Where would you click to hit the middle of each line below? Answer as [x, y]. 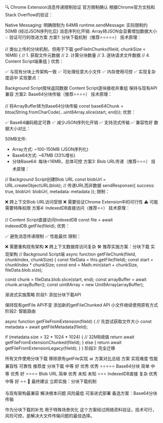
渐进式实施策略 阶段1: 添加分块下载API [43, 294]
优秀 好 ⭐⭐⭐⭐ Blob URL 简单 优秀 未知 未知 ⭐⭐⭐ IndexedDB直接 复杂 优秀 [84, 374]
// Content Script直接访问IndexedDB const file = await [59, 220]
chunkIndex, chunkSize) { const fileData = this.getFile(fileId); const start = [79, 260]
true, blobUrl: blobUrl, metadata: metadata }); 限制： [57, 192]
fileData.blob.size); [24, 270]
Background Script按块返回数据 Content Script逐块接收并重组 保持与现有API [81, 88]
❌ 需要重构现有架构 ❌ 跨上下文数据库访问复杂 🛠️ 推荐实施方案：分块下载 [77, 247]
